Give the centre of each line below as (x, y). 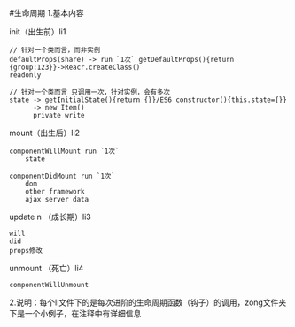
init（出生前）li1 (38, 32)
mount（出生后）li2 (45, 133)
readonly (25, 75)
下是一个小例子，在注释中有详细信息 (75, 313)
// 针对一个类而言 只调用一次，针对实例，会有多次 (90, 92)
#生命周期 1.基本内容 (47, 13)
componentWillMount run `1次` (64, 151)
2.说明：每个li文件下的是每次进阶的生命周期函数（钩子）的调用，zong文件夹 (148, 302)
